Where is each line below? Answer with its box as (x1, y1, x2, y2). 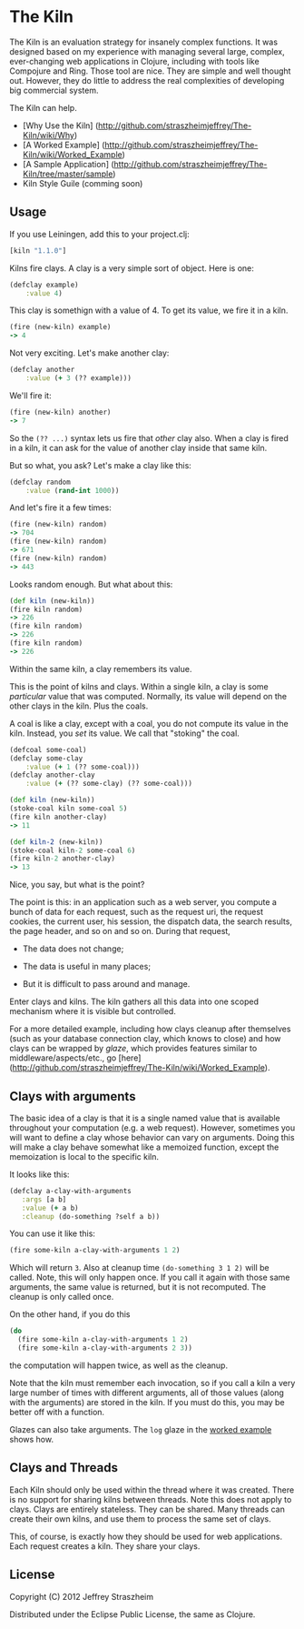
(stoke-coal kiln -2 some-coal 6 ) (9, 846, 136, 855)
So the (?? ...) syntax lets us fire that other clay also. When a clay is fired (9, 432, 289, 443)
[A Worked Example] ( (22, 139, 105, 150)
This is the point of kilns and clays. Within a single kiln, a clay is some (9, 680, 270, 692)
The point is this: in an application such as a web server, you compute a (9, 897, 277, 908)
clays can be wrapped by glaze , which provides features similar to (9, 1043, 258, 1054)
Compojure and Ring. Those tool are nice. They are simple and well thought (9, 65, 291, 76)
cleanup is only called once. (9, 1292, 114, 1302)
